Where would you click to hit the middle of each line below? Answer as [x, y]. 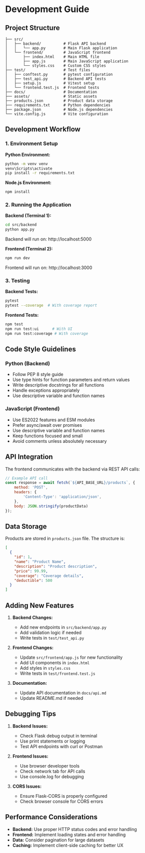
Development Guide [47, 9]
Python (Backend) [27, 363]
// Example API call [27, 478]
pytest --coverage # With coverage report [51, 306]
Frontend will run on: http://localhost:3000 [49, 268]
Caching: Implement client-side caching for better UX [68, 845]
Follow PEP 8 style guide [38, 375]
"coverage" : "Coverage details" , [49, 576]
